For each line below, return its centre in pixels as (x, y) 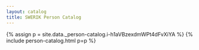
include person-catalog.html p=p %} (51, 40)
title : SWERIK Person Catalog (44, 17)
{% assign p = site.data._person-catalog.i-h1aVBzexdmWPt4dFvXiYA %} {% (99, 34)
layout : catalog (26, 12)
